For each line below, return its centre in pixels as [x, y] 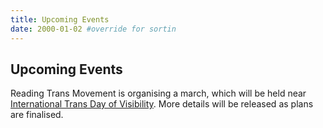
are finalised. [37, 115]
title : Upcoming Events [60, 19]
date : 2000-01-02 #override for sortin [93, 29]
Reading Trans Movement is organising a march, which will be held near [158, 93]
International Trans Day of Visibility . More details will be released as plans [162, 104]
